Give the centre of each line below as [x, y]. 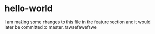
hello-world [29, 8]
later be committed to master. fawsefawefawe [51, 27]
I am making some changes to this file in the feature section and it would [77, 22]
